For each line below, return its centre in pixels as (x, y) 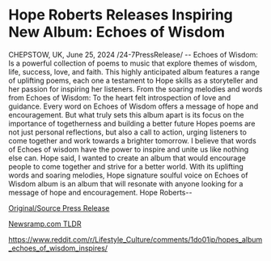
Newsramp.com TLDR (45, 224)
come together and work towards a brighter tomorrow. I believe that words (132, 140)
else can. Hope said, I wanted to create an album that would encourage (127, 158)
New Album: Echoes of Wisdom (116, 32)
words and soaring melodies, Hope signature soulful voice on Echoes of (128, 175)
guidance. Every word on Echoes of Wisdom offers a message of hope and (133, 106)
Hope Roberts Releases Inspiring (121, 15)
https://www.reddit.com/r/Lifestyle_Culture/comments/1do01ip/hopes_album (135, 239)
